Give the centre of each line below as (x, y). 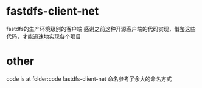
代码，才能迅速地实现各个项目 (44, 36)
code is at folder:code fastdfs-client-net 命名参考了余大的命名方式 (89, 79)
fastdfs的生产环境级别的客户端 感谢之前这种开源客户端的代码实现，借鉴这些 (101, 29)
